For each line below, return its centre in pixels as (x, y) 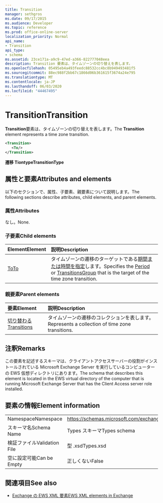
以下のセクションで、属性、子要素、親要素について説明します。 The (72, 191)
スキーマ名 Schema (29, 428)
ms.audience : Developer (29, 23)
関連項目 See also (31, 483)
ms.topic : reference (26, 28)
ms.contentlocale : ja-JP (30, 82)
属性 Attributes (22, 210)
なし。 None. (17, 222)
